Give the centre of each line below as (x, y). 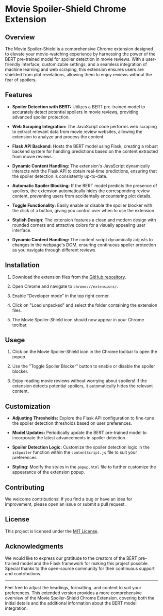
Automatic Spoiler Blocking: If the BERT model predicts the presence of (85, 185)
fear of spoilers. (21, 80)
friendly (13, 64)
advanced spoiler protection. (41, 117)
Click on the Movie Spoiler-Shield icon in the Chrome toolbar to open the (85, 352)
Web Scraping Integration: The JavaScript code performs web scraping (84, 126)
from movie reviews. (33, 156)
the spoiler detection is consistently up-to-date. (60, 176)
